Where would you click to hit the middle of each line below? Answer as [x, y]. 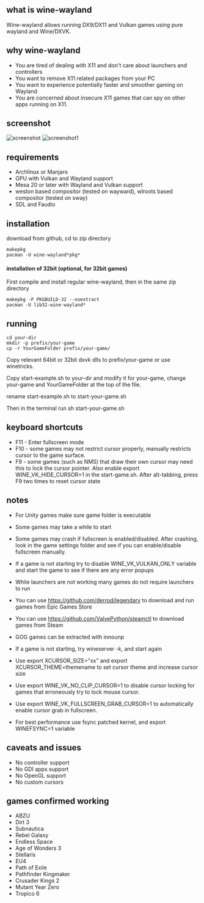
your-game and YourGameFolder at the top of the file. [74, 385]
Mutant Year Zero [37, 887]
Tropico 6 [27, 894]
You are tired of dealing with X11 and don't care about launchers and [101, 65]
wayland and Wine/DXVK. [39, 31]
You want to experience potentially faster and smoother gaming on [99, 84]
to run [23, 588]
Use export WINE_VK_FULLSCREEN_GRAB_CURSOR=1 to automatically [104, 704]
